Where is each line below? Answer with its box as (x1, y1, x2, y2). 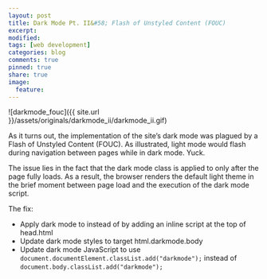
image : (8, 78, 30, 86)
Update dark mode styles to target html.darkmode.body (19, 236, 203, 246)
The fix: (8, 204, 33, 214)
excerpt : (8, 26, 37, 34)
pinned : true (8, 64, 52, 72)
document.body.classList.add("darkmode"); (19, 263, 163, 271)
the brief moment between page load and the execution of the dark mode (8, 180, 249, 190)
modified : (8, 33, 41, 42)
